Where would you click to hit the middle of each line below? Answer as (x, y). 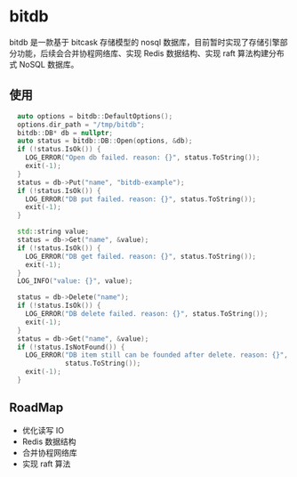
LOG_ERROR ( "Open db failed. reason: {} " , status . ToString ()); (143, 158)
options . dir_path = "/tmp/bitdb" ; (81, 125)
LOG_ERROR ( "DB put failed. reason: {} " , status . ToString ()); (140, 199)
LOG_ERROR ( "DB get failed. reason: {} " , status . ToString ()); (140, 256)
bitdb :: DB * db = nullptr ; (65, 133)
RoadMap (36, 408)
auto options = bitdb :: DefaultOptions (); (95, 116)
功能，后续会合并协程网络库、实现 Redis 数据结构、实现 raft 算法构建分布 (150, 53)
